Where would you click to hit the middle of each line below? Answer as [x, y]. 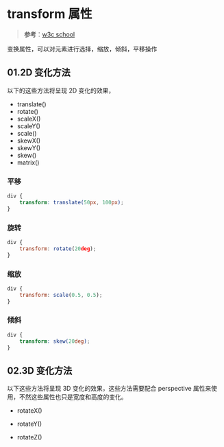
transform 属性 [50, 14]
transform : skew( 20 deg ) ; [55, 341]
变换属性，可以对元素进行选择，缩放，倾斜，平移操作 [82, 49]
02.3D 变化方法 [40, 371]
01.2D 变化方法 [39, 73]
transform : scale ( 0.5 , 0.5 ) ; [61, 295]
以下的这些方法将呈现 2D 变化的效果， [61, 90]
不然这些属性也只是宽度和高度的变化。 [73, 397]
